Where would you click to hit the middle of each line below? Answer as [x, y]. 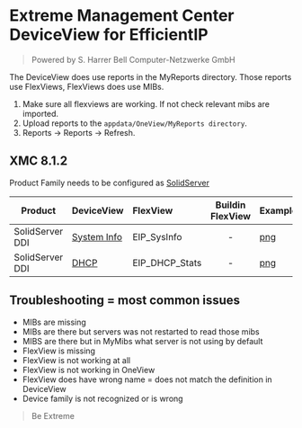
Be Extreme [53, 415]
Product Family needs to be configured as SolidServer [109, 183]
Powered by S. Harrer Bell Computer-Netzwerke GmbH [133, 59]
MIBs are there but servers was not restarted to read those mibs [141, 331]
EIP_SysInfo [157, 236]
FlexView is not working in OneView [89, 370]
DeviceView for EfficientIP [109, 35]
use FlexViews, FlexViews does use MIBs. [87, 86]
